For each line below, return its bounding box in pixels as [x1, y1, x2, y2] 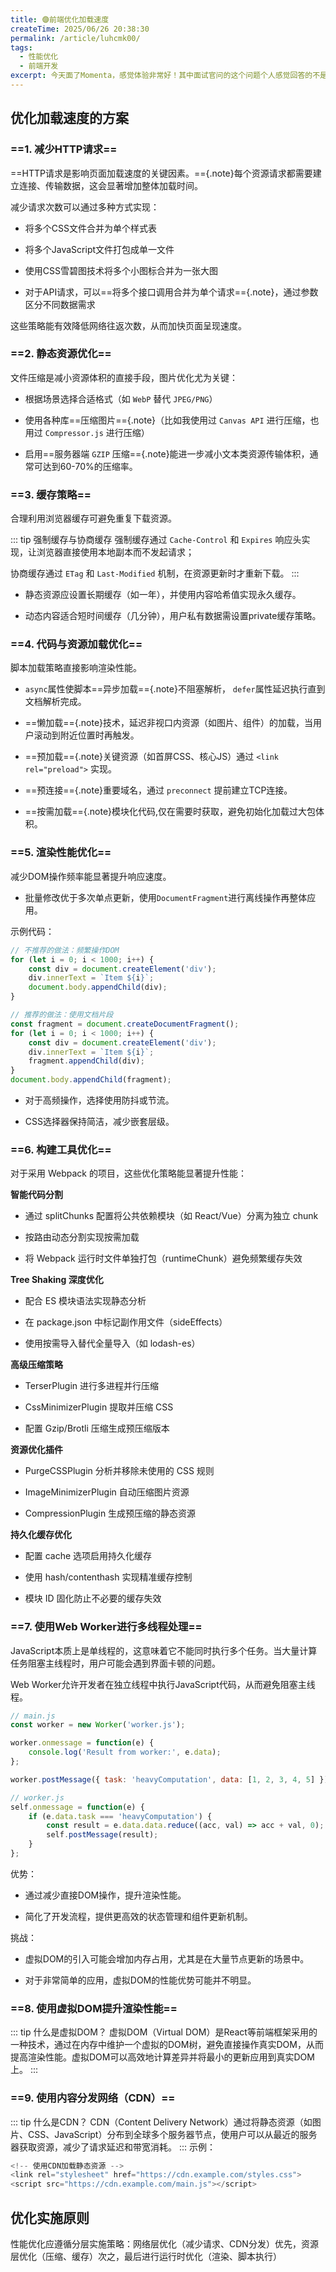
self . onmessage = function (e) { [10, 1802, 145, 1812]
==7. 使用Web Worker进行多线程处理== [10, 1620, 203, 1634]
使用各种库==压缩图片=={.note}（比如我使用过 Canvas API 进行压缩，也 [24, 414, 320, 426]
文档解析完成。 [24, 696, 87, 708]
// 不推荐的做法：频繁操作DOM [10, 945, 120, 955]
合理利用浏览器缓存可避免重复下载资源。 [10, 512, 177, 525]
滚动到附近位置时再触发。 [33, 729, 140, 741]
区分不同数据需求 [24, 298, 96, 310]
